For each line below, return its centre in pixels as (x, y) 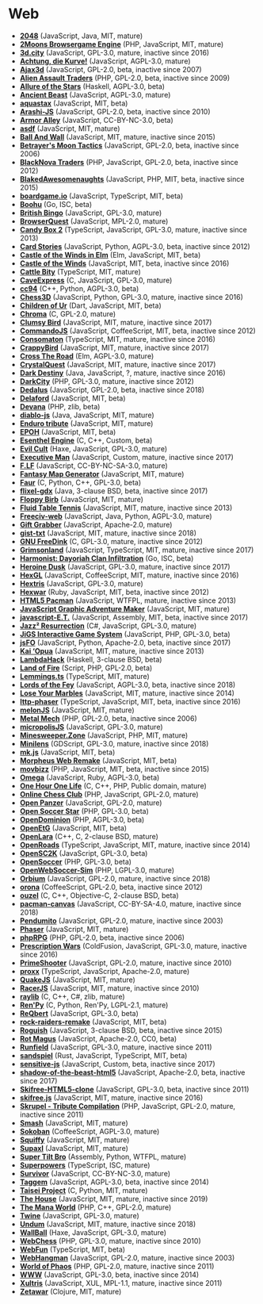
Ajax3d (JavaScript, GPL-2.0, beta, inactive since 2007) (111, 69)
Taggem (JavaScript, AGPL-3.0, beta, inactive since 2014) (114, 1182)
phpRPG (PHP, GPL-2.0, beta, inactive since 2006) (102, 938)
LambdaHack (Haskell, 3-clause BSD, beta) (91, 659)
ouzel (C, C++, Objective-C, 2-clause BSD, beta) (99, 895)
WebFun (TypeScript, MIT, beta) (72, 1249)
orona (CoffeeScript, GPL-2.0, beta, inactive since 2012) (111, 887)
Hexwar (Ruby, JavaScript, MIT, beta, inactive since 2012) (114, 592)
